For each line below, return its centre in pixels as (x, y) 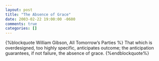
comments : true (21, 24)
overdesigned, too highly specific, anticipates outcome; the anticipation (79, 48)
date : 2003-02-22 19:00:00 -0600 (40, 19)
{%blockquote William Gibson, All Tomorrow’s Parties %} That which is (79, 42)
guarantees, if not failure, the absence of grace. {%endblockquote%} (77, 53)
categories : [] (21, 28)
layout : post (19, 10)
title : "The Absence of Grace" (38, 14)
